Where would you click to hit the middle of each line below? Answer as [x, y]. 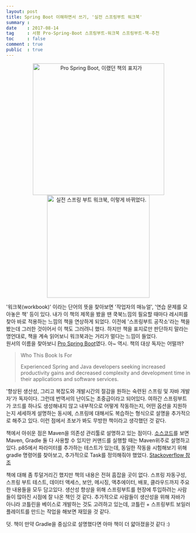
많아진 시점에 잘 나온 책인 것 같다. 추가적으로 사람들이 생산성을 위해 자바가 [101, 497]
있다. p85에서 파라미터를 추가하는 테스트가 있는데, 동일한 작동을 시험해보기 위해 [97, 447]
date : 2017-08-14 [32, 28]
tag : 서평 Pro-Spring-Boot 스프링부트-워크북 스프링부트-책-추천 [83, 33]
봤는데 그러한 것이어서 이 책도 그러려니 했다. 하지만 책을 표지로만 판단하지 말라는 [97, 329]
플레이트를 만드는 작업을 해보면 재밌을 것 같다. [59, 511]
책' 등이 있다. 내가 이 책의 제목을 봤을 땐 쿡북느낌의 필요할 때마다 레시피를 [105, 314]
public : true [25, 50]
